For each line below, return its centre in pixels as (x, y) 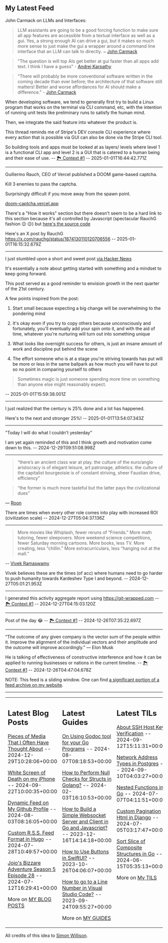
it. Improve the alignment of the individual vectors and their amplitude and (81, 642)
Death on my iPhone (31, 779)
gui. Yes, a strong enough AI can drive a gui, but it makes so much (85, 41)
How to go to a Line (85, 882)
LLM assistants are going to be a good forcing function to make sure (88, 30)
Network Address (137, 757)
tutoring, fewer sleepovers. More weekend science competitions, (84, 537)
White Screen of (27, 773)
